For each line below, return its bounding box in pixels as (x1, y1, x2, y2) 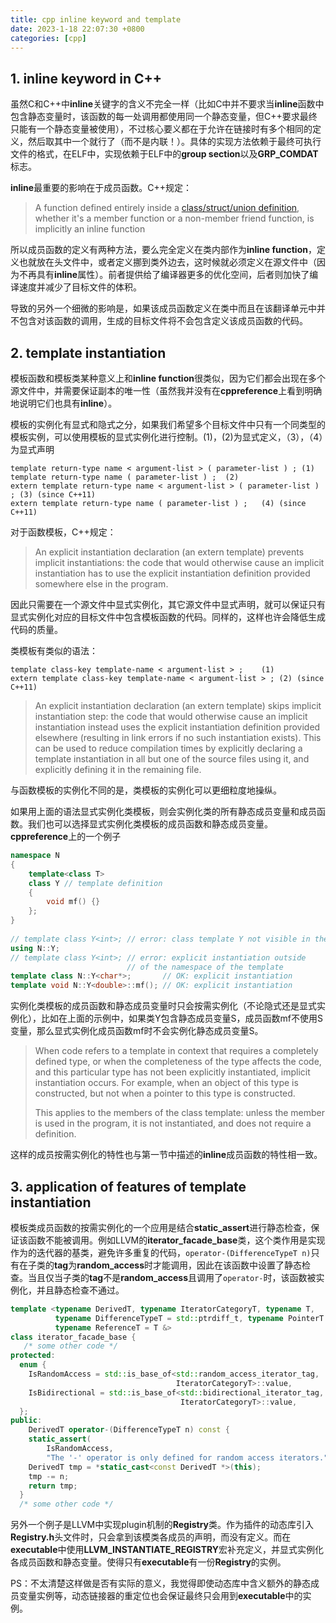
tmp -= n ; (28, 1471, 70, 1481)
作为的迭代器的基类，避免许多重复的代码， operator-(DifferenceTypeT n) (10, 1246, 312, 1258)
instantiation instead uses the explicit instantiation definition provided (34, 721, 321, 733)
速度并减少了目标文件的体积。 (18, 281, 142, 293)
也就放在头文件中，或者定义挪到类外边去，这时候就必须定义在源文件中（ (18, 256, 317, 268)
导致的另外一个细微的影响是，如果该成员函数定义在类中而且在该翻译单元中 (10, 302, 317, 315)
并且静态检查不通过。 (36, 1284, 125, 1296)
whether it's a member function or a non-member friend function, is (34, 212, 315, 225)
